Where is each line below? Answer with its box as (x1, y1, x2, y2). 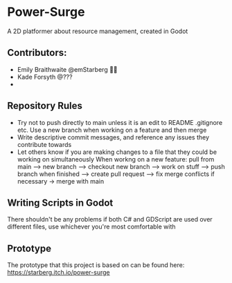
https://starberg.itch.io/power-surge (7, 269, 110, 277)
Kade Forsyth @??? (17, 72, 73, 81)
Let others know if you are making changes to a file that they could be (17, 148, 217, 156)
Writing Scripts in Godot (7, 197, 114, 208)
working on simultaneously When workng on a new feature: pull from (17, 155, 215, 163)
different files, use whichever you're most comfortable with (7, 222, 176, 231)
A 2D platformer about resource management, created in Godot (7, 27, 188, 35)
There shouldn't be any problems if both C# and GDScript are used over (7, 215, 213, 224)
